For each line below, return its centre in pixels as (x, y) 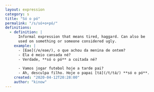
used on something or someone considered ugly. (67, 41)
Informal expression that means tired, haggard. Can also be (82, 37)
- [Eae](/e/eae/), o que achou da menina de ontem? (72, 50)
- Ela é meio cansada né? (44, 55)
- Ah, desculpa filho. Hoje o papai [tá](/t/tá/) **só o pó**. (84, 73)
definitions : (18, 28)
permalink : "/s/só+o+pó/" (31, 23)
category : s (17, 14)
